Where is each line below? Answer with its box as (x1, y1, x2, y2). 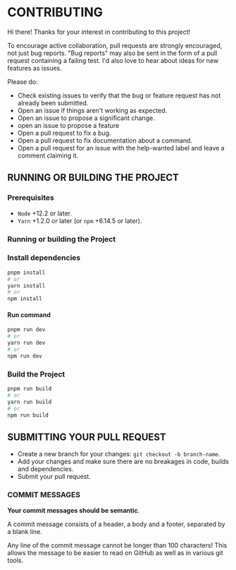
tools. (7, 556, 24, 564)
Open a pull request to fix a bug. (17, 129, 111, 137)
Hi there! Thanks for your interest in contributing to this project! (7, 28, 191, 36)
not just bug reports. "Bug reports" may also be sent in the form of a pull (7, 49, 218, 57)
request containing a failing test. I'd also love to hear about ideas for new (7, 56, 219, 64)
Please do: (7, 77, 38, 85)
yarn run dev (7, 340, 46, 347)
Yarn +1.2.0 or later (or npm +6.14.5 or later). (17, 216, 142, 225)
